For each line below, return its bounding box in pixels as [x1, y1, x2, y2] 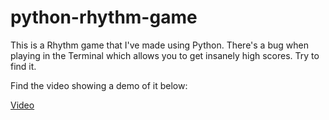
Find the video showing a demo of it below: [10, 79, 188, 91]
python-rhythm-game [10, 6, 198, 29]
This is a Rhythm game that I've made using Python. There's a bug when [10, 39, 309, 51]
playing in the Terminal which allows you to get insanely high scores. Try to [10, 49, 320, 61]
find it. [10, 60, 37, 72]
